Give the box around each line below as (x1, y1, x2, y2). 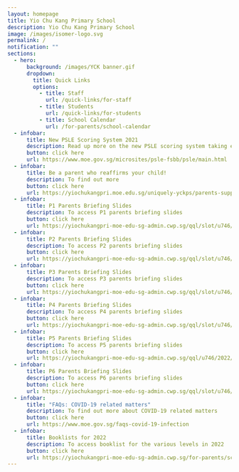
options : (33, 83, 59, 90)
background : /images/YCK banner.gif (26, 63, 135, 70)
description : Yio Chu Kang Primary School (7, 23, 135, 31)
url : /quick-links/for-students (45, 110, 142, 117)
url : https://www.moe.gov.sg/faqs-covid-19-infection (26, 421, 190, 428)
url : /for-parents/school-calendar (45, 122, 152, 130)
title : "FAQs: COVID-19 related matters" (26, 401, 152, 408)
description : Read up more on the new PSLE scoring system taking (26, 143, 228, 150)
